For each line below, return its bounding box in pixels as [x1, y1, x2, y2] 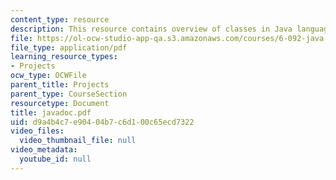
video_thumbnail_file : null [19, 136, 137, 146]
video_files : [10, 126, 65, 136]
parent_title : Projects [10, 80, 110, 90]
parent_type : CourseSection [10, 89, 128, 99]
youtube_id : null [19, 154, 92, 164]
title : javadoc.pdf [10, 107, 92, 118]
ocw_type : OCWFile [10, 71, 87, 81]
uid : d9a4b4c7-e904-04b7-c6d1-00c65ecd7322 [10, 117, 195, 127]
